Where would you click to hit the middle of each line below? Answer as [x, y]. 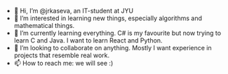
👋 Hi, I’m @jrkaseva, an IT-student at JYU [74, 11]
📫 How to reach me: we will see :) [63, 63]
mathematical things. [44, 25]
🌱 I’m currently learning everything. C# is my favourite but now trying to [118, 33]
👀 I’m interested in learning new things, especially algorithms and [108, 18]
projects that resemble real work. [62, 55]
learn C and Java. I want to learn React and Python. [88, 40]
